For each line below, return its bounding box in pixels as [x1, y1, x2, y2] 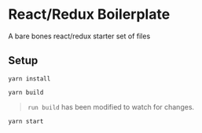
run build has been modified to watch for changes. [27, 102, 195, 111]
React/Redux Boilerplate [8, 5, 171, 23]
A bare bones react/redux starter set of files [8, 31, 151, 41]
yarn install [8, 74, 51, 83]
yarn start [8, 117, 44, 125]
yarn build [8, 88, 44, 96]
